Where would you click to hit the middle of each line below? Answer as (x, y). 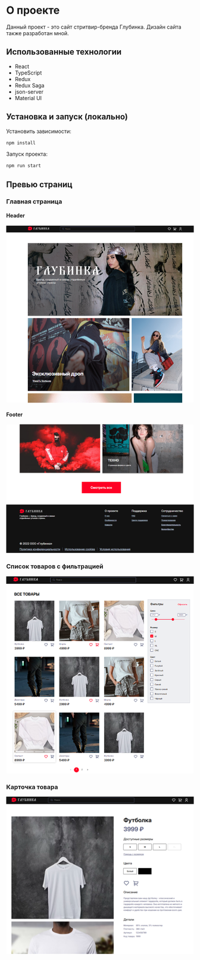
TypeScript (28, 73)
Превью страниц (39, 185)
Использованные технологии (64, 52)
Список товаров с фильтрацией (55, 566)
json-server (29, 92)
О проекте (33, 10)
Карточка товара (32, 786)
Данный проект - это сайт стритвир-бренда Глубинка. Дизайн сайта (94, 27)
